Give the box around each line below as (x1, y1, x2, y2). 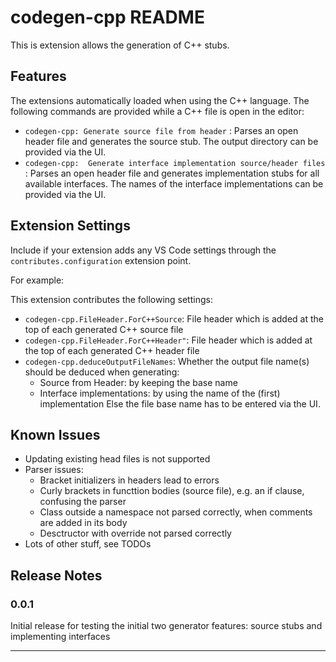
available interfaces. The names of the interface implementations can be (24, 177, 324, 190)
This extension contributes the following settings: (10, 293, 213, 305)
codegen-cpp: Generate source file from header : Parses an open (24, 124, 299, 136)
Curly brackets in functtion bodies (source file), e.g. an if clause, (39, 485, 305, 497)
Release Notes (10, 567, 103, 584)
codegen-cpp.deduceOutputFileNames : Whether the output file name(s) (24, 355, 310, 367)
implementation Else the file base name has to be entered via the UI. (39, 397, 321, 410)
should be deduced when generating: (24, 366, 180, 378)
